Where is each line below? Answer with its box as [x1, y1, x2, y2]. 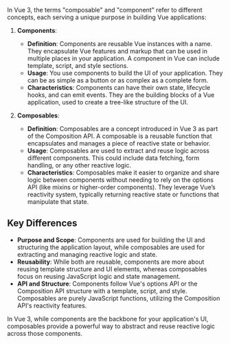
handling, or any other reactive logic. [27, 161, 132, 169]
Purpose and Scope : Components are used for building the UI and [16, 236, 205, 244]
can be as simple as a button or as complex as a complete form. [27, 76, 209, 84]
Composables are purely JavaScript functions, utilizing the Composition [16, 294, 220, 302]
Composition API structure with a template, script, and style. [16, 286, 187, 295]
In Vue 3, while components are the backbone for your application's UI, [7, 314, 209, 323]
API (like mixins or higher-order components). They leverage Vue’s [27, 183, 216, 191]
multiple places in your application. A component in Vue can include [27, 54, 220, 62]
